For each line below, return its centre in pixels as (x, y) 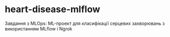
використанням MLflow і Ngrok (39, 28)
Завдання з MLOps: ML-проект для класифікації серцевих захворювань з (85, 23)
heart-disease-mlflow (52, 9)
